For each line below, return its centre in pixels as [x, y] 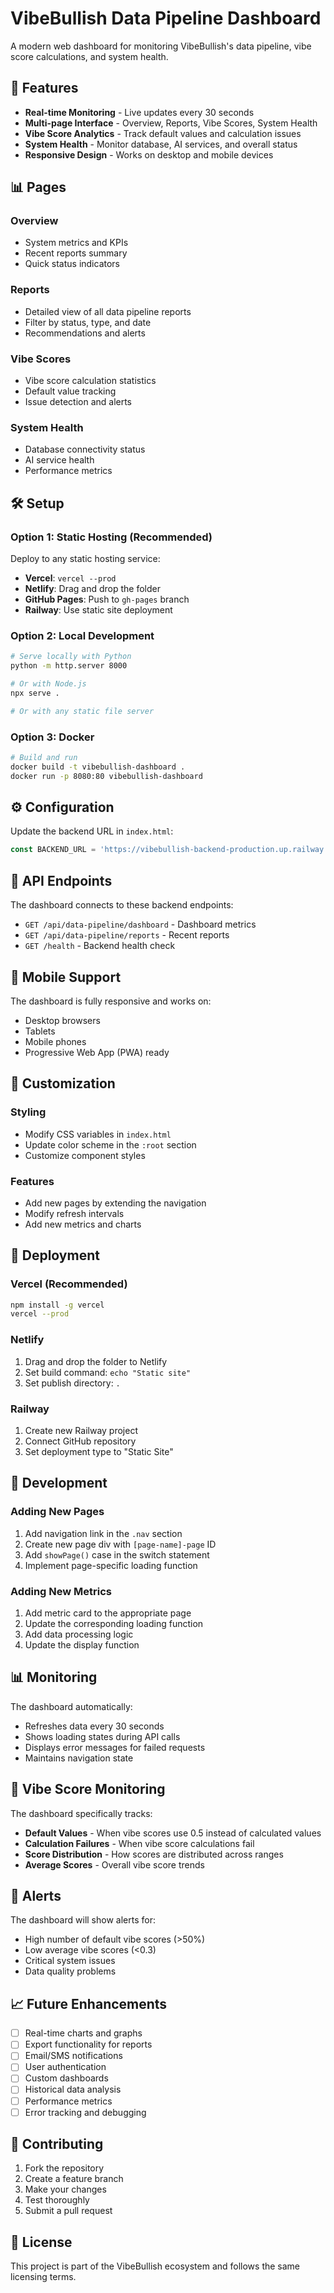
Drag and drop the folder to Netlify [96, 1361]
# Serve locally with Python [71, 657]
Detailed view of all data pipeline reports [108, 311]
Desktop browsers [62, 1020]
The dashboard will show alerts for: [83, 1920]
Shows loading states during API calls [102, 1736]
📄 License [41, 2242]
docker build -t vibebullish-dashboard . [98, 767]
